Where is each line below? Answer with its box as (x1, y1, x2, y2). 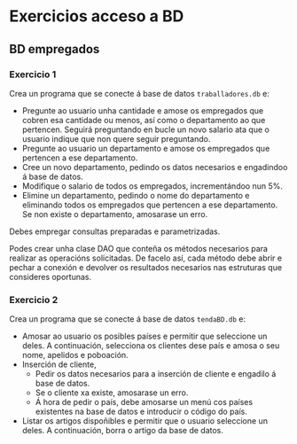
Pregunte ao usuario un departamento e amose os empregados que (21, 143, 270, 153)
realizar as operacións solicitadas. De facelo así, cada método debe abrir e (9, 253, 282, 263)
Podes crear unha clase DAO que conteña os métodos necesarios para (9, 243, 269, 253)
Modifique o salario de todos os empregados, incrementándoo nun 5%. (21, 180, 284, 191)
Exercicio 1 (9, 68, 57, 81)
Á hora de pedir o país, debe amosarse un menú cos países (35, 397, 254, 408)
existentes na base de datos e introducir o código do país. (35, 406, 248, 417)
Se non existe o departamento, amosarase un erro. (21, 208, 208, 219)
